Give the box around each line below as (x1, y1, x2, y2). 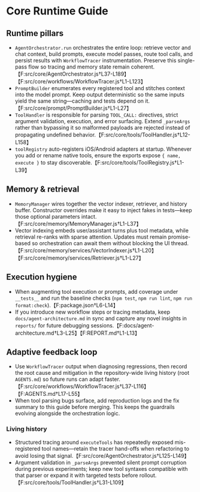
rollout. (139, 472, 157, 479)
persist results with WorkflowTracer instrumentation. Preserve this (14, 57, 177, 64)
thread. (171, 239, 189, 247)
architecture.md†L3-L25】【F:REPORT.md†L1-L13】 (14, 329, 141, 336)
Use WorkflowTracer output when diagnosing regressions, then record (14, 363, 187, 370)
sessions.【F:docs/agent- (90, 321, 154, 329)
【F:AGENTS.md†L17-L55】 (14, 390, 83, 398)
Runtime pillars (6, 28, 64, 38)
